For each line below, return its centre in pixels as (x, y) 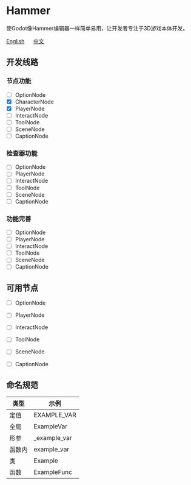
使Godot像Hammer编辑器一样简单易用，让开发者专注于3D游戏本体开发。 (97, 28)
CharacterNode (35, 102)
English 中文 (25, 41)
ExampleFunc (53, 472)
